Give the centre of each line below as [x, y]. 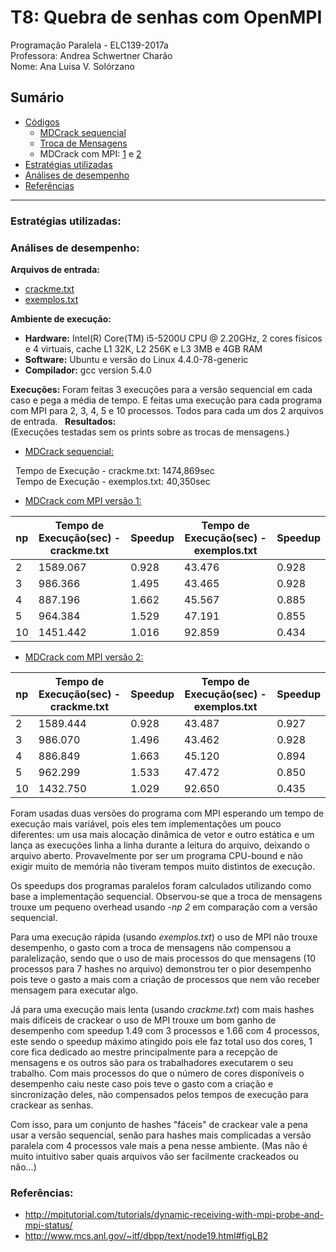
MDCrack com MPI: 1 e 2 [90, 153]
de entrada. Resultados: [63, 421]
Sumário [37, 97]
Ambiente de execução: [61, 318]
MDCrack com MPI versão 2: [84, 657]
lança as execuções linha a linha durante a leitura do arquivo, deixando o [160, 845]
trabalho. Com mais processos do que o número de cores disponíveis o [157, 1073]
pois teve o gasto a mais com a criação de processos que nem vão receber [165, 979]
